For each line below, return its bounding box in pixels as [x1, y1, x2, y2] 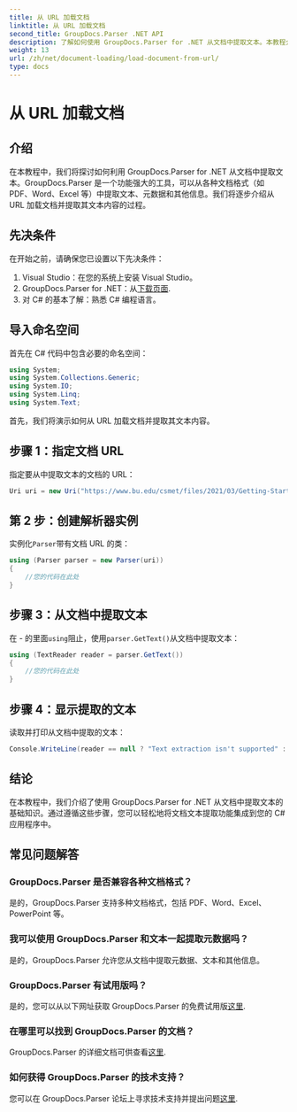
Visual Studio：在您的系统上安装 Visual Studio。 [21, 272, 197, 282]
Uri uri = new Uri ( [9, 486, 81, 496]
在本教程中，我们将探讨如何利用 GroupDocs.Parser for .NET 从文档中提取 [9, 166, 276, 177]
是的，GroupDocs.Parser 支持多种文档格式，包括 [9, 898, 187, 908]
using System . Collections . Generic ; [9, 374, 141, 382]
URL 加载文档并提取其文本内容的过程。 [9, 199, 151, 210]
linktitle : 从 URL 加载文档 [9, 21, 106, 30]
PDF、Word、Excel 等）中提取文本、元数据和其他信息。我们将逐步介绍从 [9, 188, 275, 199]
